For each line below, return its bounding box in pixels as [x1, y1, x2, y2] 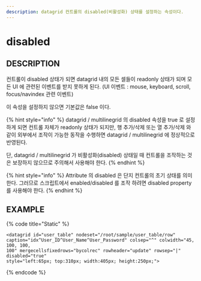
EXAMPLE [6, 205, 45, 215]
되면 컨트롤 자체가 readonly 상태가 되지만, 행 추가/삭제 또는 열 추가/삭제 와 [17, 123, 191, 131]
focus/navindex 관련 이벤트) [6, 90, 74, 97]
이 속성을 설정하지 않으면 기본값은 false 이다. [6, 103, 111, 110]
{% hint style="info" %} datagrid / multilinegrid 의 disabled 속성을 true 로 [6, 116, 184, 123]
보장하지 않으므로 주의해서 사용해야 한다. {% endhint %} [12, 159, 145, 166]
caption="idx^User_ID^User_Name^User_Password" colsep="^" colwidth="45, [6, 237, 195, 244]
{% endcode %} [6, 269, 46, 276]
